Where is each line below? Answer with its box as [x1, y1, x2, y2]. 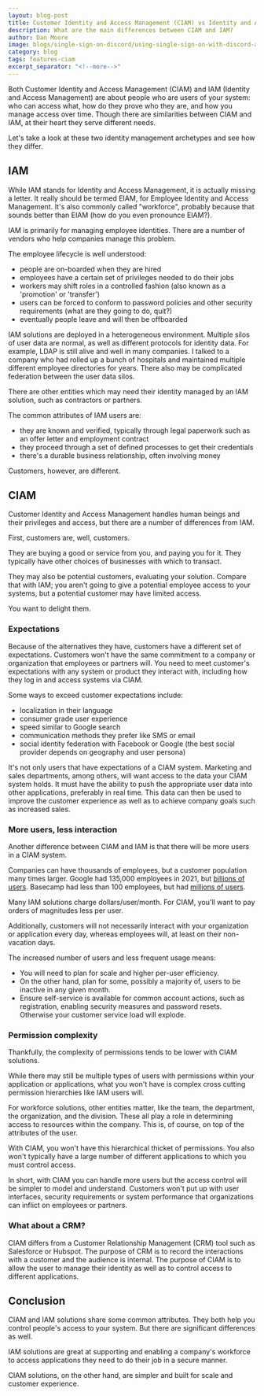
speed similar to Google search [19, 722, 121, 732]
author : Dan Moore [8, 33, 68, 42]
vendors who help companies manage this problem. [8, 234, 177, 243]
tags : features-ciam [8, 56, 76, 64]
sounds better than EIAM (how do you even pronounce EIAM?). [8, 210, 212, 220]
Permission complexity [8, 1029, 98, 1040]
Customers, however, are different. [8, 466, 121, 475]
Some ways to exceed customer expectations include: [8, 690, 183, 700]
